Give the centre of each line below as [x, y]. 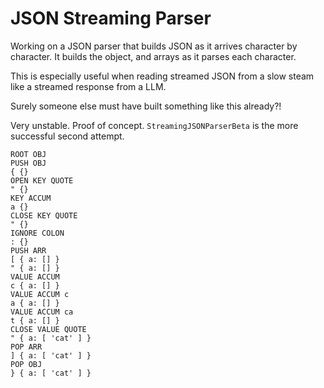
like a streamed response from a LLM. [88, 86]
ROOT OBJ [28, 154]
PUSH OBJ [28, 163]
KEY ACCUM [31, 198]
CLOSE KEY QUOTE [44, 215]
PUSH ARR [28, 250]
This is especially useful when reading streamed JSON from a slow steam [162, 76]
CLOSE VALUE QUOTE [48, 329]
